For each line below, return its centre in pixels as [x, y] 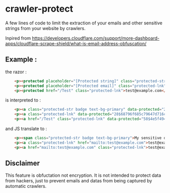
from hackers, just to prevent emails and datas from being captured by [79, 181]
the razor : [16, 72]
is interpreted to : [23, 100]
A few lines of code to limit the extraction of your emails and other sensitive [84, 23]
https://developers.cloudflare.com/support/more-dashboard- [96, 38]
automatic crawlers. [26, 186]
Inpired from [18, 38]
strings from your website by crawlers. [46, 28]
